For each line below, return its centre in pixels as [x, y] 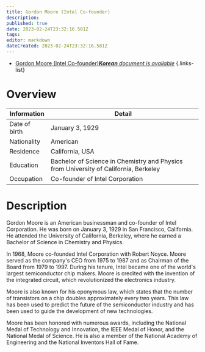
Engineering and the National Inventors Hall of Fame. [73, 342]
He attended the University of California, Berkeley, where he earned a [94, 236]
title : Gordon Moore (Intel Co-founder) [59, 12]
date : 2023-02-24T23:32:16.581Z [47, 29]
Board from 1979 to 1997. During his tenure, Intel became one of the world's [101, 267]
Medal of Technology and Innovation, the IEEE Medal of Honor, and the [95, 329]
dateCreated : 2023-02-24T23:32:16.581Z [57, 46]
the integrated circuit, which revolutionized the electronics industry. [91, 280]
